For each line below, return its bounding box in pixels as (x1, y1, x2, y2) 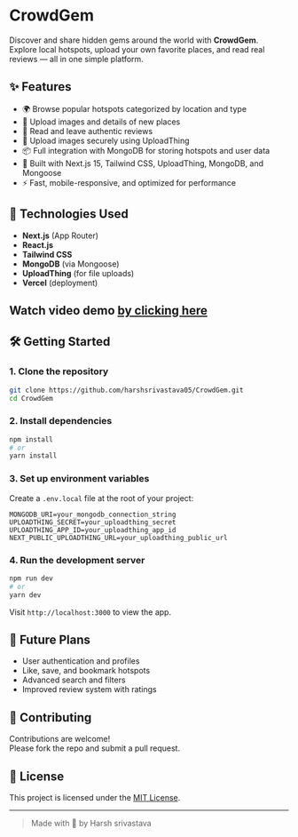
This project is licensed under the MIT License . (9, 792, 181, 802)
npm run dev (9, 574, 53, 583)
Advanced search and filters (21, 674, 126, 685)
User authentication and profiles (21, 656, 140, 666)
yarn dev (9, 590, 42, 600)
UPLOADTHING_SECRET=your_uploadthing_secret (9, 517, 176, 527)
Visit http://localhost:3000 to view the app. (9, 606, 171, 618)
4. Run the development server (9, 554, 145, 566)
